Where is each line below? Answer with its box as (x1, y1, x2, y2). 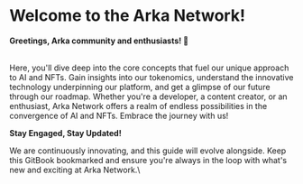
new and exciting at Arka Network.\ (9, 164, 141, 175)
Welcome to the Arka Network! (9, 5, 246, 26)
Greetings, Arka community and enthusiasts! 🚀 (9, 35, 189, 46)
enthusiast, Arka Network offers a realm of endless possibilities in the (9, 100, 268, 111)
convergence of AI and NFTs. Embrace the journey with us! (9, 110, 229, 121)
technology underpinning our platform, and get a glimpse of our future (9, 81, 271, 92)
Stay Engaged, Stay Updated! (9, 127, 122, 138)
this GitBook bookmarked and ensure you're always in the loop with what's (9, 154, 287, 165)
